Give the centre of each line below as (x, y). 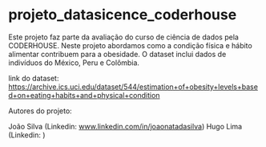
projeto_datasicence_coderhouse (123, 15)
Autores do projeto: (40, 111)
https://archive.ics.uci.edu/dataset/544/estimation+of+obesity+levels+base (133, 87)
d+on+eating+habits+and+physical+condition (84, 95)
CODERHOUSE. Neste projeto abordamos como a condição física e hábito (130, 45)
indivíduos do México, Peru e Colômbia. (74, 63)
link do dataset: (34, 78)
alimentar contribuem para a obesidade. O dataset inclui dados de (117, 54)
